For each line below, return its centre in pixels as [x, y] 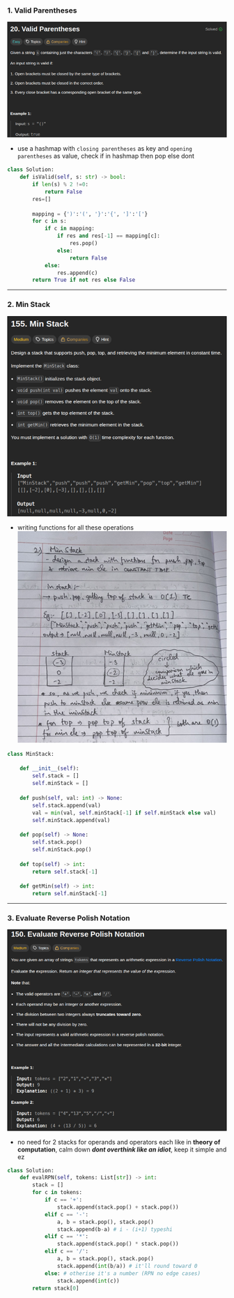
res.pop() [84, 244]
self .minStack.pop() [62, 850]
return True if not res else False [84, 280]
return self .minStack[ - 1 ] [70, 894]
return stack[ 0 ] [56, 1288]
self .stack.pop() [57, 842]
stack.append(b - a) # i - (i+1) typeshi [115, 1229]
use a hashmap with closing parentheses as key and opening [105, 149]
